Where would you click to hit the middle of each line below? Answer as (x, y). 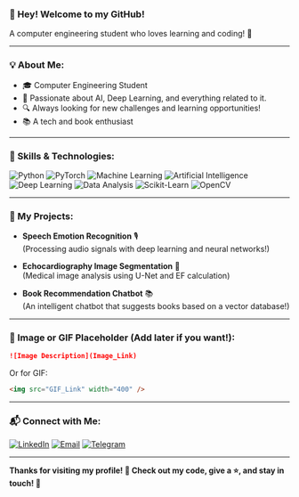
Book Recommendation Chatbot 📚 (88, 294)
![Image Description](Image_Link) (73, 356)
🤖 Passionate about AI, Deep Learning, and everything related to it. (144, 98)
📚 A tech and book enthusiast (77, 121)
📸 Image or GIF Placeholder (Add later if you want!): (122, 338)
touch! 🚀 (25, 483)
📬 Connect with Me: (55, 421)
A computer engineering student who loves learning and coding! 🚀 (131, 34)
